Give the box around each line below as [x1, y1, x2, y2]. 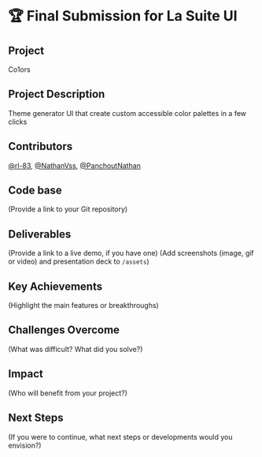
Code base [8, 184, 63, 197]
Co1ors [8, 65, 31, 74]
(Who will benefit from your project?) [8, 388, 128, 398]
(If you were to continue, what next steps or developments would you [8, 432, 234, 441]
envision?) [8, 440, 42, 450]
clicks [8, 117, 28, 126]
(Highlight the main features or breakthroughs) [8, 301, 159, 310]
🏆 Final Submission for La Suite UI [8, 7, 238, 25]
